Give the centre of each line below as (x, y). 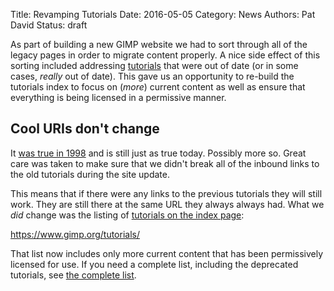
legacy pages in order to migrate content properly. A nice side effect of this (165, 55)
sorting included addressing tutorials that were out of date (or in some (154, 65)
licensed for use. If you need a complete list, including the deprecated (154, 264)
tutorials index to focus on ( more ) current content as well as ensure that (158, 87)
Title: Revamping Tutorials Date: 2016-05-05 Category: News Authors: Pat (163, 14)
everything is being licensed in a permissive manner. (118, 97)
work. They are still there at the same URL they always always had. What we (167, 204)
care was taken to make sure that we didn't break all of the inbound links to (165, 163)
